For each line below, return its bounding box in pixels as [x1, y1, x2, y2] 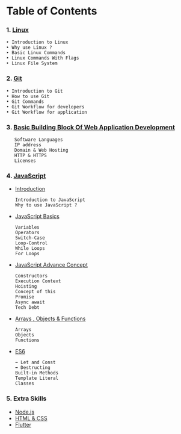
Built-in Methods [14, 370, 59, 376]
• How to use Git [6, 93, 50, 99]
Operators [14, 230, 40, 236]
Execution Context [14, 278, 61, 284]
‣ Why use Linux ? [6, 45, 52, 51]
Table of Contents [6, 4, 97, 18]
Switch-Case [14, 235, 45, 241]
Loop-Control [14, 240, 48, 246]
